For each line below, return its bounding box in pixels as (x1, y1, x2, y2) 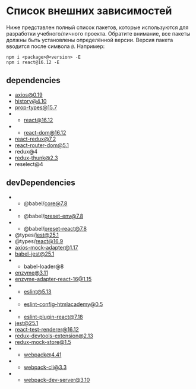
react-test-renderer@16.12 (14, 326, 79, 333)
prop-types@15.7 (14, 104, 58, 111)
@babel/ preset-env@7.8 (23, 212, 84, 219)
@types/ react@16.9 (14, 237, 64, 244)
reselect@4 (14, 160, 43, 167)
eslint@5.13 (23, 288, 52, 295)
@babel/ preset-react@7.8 (23, 225, 87, 232)
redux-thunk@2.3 (14, 154, 58, 161)
